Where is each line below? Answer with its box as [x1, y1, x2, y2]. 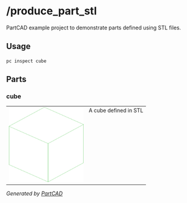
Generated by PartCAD [6, 190, 63, 197]
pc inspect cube [6, 58, 47, 64]
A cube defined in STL [88, 107, 143, 114]
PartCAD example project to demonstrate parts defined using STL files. [6, 24, 181, 31]
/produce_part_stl [6, 4, 97, 18]
